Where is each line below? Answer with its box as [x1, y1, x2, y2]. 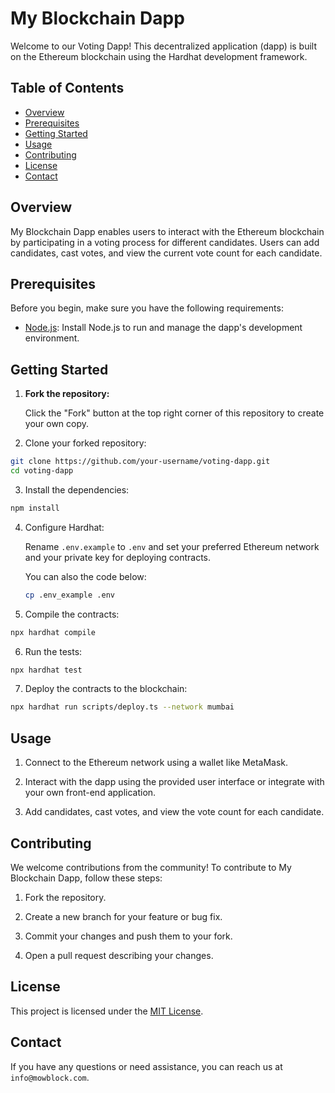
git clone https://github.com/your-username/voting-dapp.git [10, 457, 271, 467]
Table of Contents [10, 80, 125, 97]
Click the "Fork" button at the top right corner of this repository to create [24, 407, 325, 419]
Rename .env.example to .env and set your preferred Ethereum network [24, 540, 320, 552]
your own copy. [24, 418, 90, 430]
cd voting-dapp [10, 466, 74, 476]
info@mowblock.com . [10, 1071, 90, 1083]
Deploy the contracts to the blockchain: [24, 683, 188, 695]
